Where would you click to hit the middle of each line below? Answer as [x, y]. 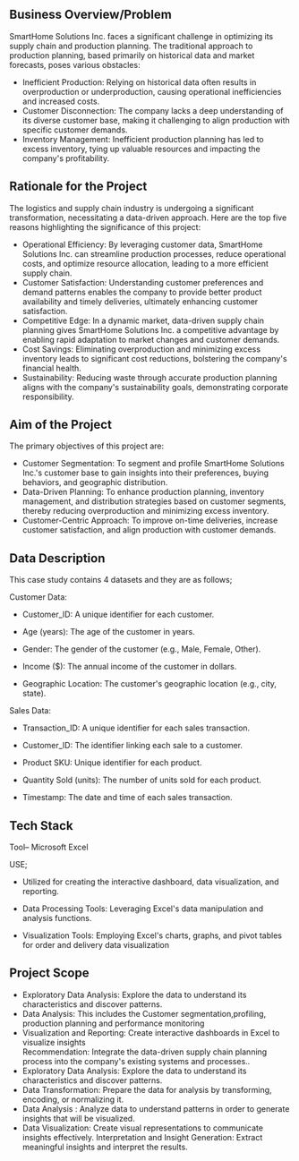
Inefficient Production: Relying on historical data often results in [139, 82]
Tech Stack [41, 826]
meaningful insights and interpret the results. [105, 1147]
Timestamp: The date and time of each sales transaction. [127, 798]
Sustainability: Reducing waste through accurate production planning [149, 377]
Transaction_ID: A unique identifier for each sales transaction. [136, 728]
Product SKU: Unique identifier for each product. [112, 763]
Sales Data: [30, 711]
